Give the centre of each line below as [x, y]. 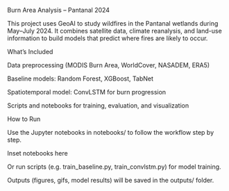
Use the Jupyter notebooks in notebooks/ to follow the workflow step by [111, 132]
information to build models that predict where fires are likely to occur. [108, 38]
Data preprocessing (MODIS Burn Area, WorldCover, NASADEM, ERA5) [109, 65]
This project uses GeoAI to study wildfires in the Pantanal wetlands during [113, 23]
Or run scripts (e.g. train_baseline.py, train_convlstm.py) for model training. [114, 167]
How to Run [24, 119]
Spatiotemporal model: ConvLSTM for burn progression [87, 92]
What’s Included [30, 52]
